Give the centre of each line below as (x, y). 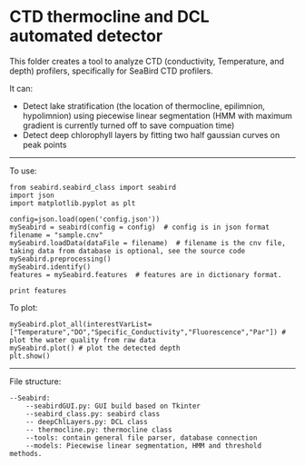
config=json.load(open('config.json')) (85, 219)
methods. (26, 453)
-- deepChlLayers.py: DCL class (87, 421)
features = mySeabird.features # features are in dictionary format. (146, 274)
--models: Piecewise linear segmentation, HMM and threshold (143, 446)
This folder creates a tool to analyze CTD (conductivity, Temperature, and (147, 61)
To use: (24, 171)
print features (38, 291)
